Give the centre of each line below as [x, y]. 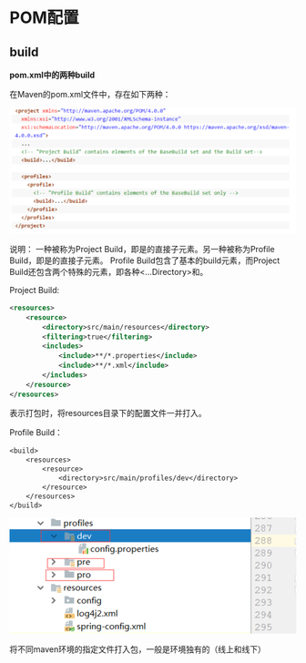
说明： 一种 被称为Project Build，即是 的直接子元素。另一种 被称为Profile [142, 249]
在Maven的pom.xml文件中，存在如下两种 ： [90, 94]
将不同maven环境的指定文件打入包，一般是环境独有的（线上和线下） [138, 649]
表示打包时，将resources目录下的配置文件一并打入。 [108, 413]
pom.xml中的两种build [52, 75]
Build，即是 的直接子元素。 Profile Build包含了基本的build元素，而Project [145, 260]
